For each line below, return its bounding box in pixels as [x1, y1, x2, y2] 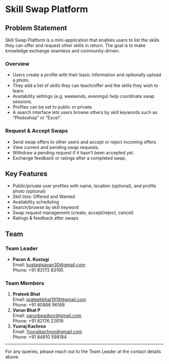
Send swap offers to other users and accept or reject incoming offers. [12, 139, 157, 145]
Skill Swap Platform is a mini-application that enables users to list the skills [5, 37, 159, 43]
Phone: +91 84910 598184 [12, 334, 67, 340]
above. [5, 354, 20, 360]
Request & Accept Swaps [5, 127, 68, 134]
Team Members [5, 280, 44, 287]
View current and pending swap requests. [12, 144, 100, 150]
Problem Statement [5, 24, 67, 32]
